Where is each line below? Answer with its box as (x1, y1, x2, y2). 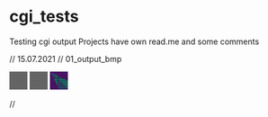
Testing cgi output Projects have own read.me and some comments (9, 36, 260, 47)
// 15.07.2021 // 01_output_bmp (9, 53, 122, 64)
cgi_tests (9, 6, 79, 27)
